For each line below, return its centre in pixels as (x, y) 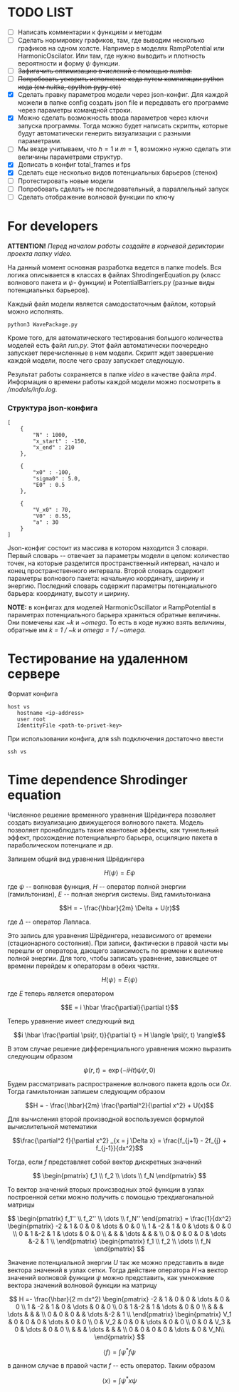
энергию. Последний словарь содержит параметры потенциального (112, 586)
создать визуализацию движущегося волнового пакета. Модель (106, 822)
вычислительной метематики (52, 1126)
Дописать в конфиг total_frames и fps (74, 165)
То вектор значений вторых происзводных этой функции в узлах (106, 1189)
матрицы (21, 1205)
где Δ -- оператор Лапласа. (49, 922)
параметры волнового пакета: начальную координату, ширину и (106, 578)
